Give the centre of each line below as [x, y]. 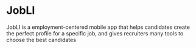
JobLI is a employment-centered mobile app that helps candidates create [98, 27]
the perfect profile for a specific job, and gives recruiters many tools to [95, 33]
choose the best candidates [41, 40]
